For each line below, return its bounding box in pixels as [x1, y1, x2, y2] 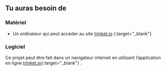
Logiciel [5, 43, 25, 50]
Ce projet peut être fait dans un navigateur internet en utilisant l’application [5, 54, 161, 60]
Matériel [5, 19, 26, 26]
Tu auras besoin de [5, 4, 67, 13]
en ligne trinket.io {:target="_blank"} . [5, 60, 82, 66]
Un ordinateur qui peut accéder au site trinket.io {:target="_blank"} [12, 30, 152, 37]
